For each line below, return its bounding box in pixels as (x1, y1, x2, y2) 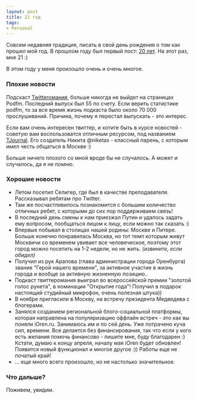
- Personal (6, 25, 33, 31)
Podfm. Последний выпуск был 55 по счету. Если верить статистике (6, 100, 179, 107)
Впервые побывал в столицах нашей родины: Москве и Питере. (14, 226, 176, 233)
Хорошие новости (6, 175, 61, 183)
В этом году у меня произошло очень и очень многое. (6, 66, 143, 73)
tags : (6, 20, 19, 25)
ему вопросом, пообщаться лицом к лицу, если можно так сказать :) (14, 220, 189, 227)
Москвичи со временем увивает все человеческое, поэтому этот (14, 239, 181, 246)
